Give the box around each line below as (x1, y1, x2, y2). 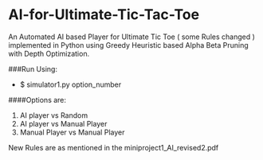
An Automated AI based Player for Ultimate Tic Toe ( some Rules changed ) (8, 32, 255, 41)
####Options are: (8, 95, 66, 104)
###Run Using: (8, 64, 58, 73)
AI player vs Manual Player (19, 119, 108, 128)
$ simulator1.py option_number (19, 80, 122, 89)
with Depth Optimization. (8, 49, 90, 58)
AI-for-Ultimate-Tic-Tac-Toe (8, 6, 200, 24)
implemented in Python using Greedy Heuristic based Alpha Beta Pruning (8, 40, 249, 49)
